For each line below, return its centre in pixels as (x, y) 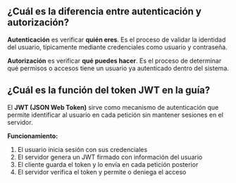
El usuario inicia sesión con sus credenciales (82, 149)
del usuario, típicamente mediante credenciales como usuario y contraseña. (117, 47)
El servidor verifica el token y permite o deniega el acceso (102, 172)
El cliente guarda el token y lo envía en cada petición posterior (108, 164)
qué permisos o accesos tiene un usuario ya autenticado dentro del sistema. (118, 68)
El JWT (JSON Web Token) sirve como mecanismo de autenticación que (113, 107)
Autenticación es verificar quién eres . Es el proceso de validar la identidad (117, 39)
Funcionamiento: (33, 136)
